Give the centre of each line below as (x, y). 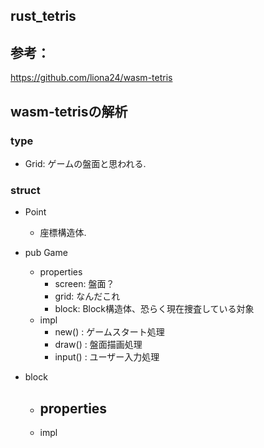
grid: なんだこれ (87, 296)
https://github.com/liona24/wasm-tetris (91, 78)
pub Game (46, 253)
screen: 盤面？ (84, 284)
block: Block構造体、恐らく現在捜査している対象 (154, 309)
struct (25, 190)
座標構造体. (63, 233)
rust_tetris (43, 16)
